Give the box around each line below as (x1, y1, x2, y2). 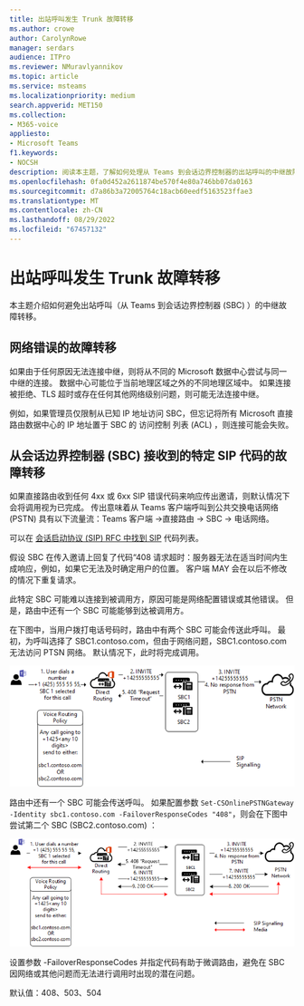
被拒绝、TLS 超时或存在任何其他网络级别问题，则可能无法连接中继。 (9, 388, 264, 399)
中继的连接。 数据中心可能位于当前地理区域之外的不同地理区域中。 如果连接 (9, 377, 291, 388)
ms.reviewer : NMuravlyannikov (9, 63, 124, 72)
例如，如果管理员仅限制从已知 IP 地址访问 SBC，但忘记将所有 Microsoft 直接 (9, 408, 294, 419)
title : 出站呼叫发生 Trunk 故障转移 (9, 15, 134, 24)
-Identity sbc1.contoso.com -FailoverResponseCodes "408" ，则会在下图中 (9, 808, 288, 819)
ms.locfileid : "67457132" (9, 225, 107, 235)
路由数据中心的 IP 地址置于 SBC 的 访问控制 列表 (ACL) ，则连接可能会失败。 (9, 419, 294, 430)
